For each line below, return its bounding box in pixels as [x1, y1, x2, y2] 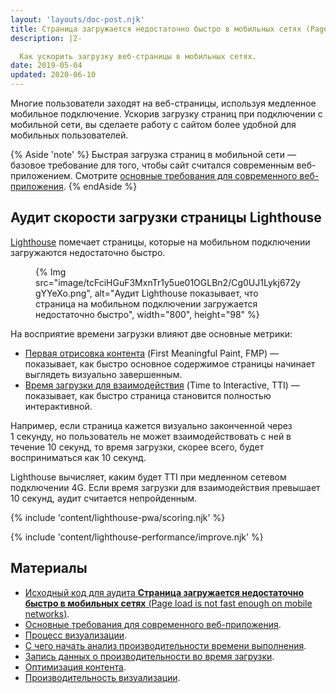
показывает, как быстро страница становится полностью [24, 389, 272, 401]
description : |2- [10, 33, 83, 43]
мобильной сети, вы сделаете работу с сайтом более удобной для [10, 119, 297, 130]
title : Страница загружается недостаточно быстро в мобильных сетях [10, 24, 302, 34]
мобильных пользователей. [10, 129, 129, 141]
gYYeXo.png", [35, 287, 93, 299]
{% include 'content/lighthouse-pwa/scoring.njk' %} [10, 511, 226, 523]
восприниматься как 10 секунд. [10, 451, 147, 463]
